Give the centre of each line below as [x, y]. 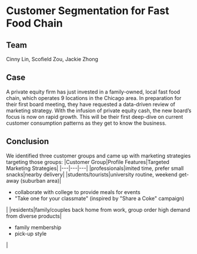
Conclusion [28, 141]
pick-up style [31, 233]
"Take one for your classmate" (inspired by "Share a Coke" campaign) [99, 198]
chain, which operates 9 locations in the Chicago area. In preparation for [94, 98]
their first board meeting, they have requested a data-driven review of [91, 104]
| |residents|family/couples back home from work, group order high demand [98, 209]
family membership [38, 227]
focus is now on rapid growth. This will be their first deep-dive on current [95, 116]
